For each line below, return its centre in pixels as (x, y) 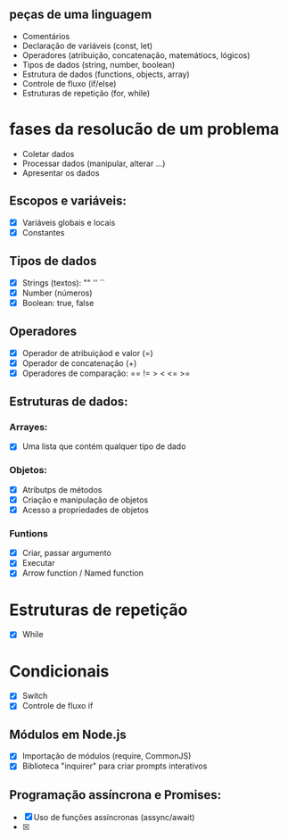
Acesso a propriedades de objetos (85, 510)
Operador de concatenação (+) (79, 363)
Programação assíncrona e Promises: (115, 795)
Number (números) (57, 293)
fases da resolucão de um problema (144, 129)
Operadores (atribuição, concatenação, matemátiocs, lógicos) (136, 55)
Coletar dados (48, 154)
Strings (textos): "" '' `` (63, 282)
